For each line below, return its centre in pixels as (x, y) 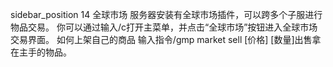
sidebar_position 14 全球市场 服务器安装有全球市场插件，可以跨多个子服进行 (166, 14)
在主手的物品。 (41, 52)
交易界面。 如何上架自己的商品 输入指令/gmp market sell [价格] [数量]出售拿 (166, 39)
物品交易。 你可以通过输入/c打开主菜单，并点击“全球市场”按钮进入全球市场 (164, 27)
